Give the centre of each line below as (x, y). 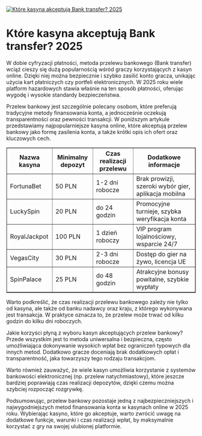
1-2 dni (107, 182)
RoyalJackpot (29, 236)
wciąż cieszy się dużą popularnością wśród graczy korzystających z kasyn (99, 69)
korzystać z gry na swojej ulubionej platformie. (64, 426)
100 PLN (68, 236)
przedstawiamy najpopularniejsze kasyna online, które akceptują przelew (97, 126)
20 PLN (66, 211)
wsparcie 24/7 (157, 244)
